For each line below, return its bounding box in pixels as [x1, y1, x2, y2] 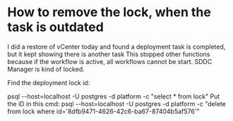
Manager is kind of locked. [7, 65, 85, 73]
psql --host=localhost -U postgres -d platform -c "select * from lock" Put [7, 92, 220, 101]
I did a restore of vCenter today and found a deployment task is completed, [7, 42, 226, 51]
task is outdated [7, 19, 104, 35]
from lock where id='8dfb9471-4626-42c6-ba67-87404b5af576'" [7, 107, 200, 115]
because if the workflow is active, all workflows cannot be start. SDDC [7, 57, 213, 65]
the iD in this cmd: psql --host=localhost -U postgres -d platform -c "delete [7, 99, 226, 108]
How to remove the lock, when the [7, 4, 212, 20]
